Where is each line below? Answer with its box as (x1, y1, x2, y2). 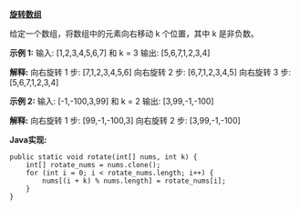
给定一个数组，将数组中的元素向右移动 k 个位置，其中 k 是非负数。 (9, 28, 260, 39)
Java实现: (9, 135, 47, 145)
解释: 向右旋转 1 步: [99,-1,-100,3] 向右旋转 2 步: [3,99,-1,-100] (9, 115, 242, 125)
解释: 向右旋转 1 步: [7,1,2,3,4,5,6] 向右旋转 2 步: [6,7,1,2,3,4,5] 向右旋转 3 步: (9, 67, 292, 77)
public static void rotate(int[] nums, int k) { (9, 153, 198, 162)
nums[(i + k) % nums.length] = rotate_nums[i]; (42, 176, 226, 185)
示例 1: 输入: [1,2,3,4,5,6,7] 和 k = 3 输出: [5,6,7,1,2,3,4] (9, 47, 211, 58)
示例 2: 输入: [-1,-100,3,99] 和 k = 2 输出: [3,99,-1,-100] (9, 95, 214, 106)
